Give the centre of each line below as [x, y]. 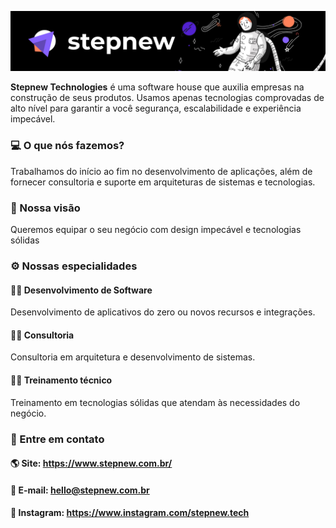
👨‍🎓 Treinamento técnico [61, 380]
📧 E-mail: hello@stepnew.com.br [80, 490]
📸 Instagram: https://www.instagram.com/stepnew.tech [130, 513]
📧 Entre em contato [57, 439]
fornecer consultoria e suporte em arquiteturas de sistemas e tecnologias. [163, 182]
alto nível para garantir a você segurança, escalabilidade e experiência [156, 108]
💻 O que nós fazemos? [67, 146]
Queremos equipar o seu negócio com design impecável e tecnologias [156, 230]
